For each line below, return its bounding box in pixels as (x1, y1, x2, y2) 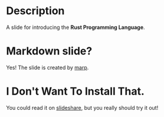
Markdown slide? (6, 44, 93, 58)
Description (6, 4, 65, 18)
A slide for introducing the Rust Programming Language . (6, 24, 146, 31)
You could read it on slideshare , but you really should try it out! (6, 104, 159, 111)
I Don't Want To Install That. (6, 84, 145, 98)
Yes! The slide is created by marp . (6, 64, 89, 71)
